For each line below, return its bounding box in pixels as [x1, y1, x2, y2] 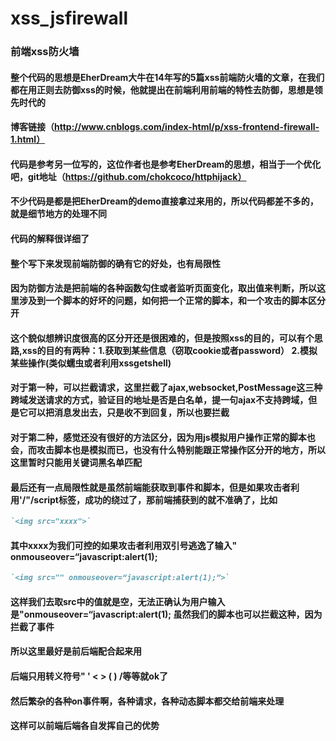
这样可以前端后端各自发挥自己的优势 [10, 720, 160, 732]
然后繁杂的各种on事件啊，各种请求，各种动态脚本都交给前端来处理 [10, 695, 285, 707]
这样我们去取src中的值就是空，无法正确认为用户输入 [10, 595, 226, 607]
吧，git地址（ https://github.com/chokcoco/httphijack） [10, 170, 247, 182]
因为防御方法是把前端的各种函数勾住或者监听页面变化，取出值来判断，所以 [10, 282, 317, 294]
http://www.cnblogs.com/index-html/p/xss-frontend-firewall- [54, 121, 320, 133]
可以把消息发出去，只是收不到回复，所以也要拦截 [27, 407, 230, 419]
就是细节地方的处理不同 [10, 208, 107, 220]
